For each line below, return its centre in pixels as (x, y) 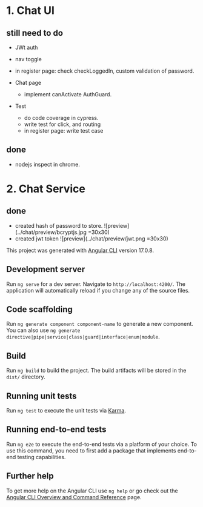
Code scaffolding (39, 310)
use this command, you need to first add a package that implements (91, 450)
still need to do (35, 33)
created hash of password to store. (59, 225)
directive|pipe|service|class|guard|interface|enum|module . (83, 337)
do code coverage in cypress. (61, 118)
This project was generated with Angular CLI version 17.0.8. (80, 250)
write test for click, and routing (62, 124)
